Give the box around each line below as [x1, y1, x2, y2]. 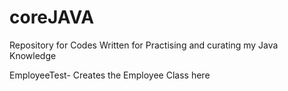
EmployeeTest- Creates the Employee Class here [9, 69, 211, 81]
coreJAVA [9, 6, 95, 29]
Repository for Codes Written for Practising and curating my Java [9, 39, 279, 51]
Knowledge [9, 49, 57, 61]
